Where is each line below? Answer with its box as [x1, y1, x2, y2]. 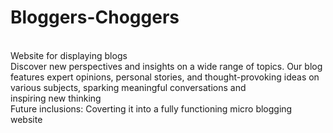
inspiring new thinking [10, 92, 102, 104]
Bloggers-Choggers [10, 6, 180, 29]
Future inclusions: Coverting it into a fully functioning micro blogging [10, 102, 293, 115]
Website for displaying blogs [10, 49, 128, 61]
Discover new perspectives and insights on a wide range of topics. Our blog [10, 60, 323, 72]
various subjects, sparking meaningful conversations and [10, 81, 247, 93]
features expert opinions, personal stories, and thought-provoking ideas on [10, 71, 320, 83]
